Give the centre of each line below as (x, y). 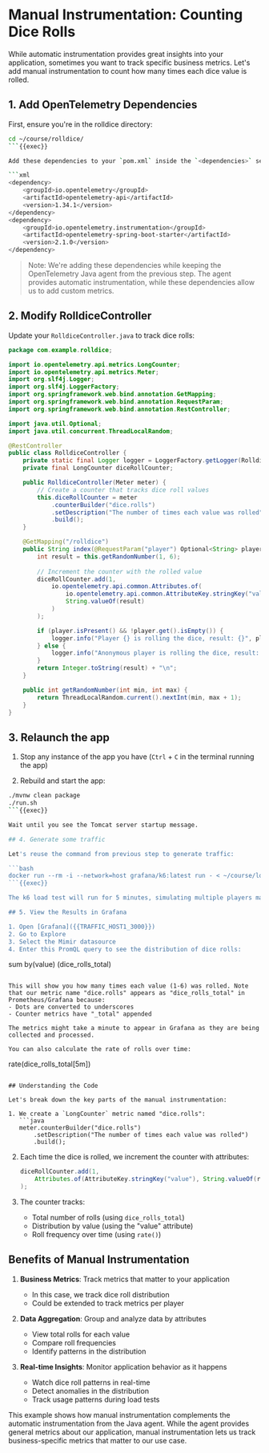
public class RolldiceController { (68, 453)
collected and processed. (51, 1035)
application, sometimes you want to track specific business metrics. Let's (129, 63)
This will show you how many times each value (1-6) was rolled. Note (128, 986)
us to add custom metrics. (71, 291)
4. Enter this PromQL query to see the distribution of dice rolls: (125, 949)
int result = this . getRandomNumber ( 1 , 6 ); (109, 556)
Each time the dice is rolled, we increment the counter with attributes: (134, 1157)
